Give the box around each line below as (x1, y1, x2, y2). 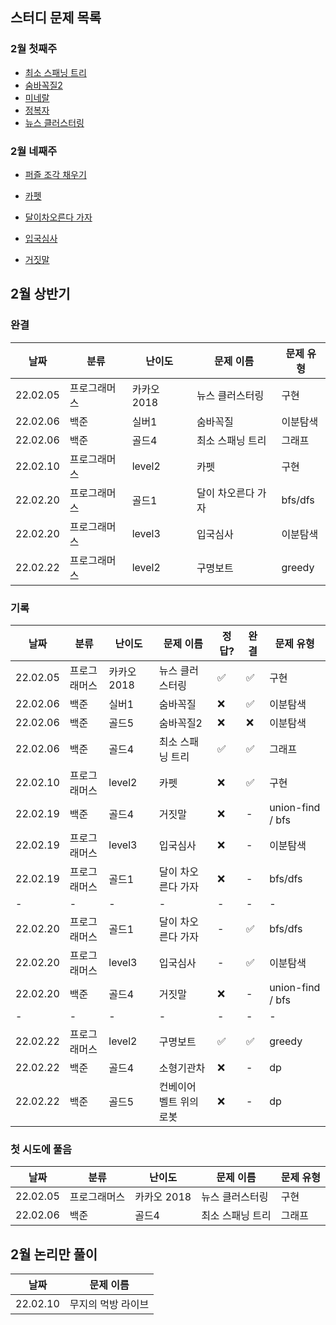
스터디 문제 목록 (10, 9, 102, 27)
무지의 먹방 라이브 (69, 1298, 150, 1312)
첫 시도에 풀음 (10, 1142, 73, 1156)
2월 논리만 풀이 (10, 1246, 98, 1263)
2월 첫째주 (10, 42, 58, 56)
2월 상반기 (10, 286, 71, 303)
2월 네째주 (10, 144, 58, 158)
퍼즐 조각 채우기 (24, 168, 87, 180)
